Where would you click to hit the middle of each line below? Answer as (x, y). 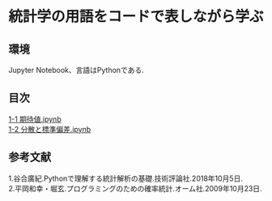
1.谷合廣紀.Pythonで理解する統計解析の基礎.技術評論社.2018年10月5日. (125, 178)
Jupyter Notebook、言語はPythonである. (76, 70)
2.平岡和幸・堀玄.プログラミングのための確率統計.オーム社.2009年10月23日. (135, 188)
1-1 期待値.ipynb (35, 119)
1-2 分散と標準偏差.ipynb (50, 129)
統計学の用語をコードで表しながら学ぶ (136, 17)
